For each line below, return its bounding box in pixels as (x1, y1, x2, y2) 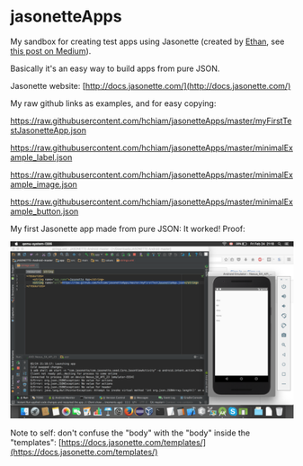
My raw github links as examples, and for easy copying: (10, 97, 217, 109)
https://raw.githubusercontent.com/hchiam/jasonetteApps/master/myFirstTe (10, 115, 292, 126)
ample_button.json (10, 205, 79, 217)
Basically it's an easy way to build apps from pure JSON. (10, 63, 220, 74)
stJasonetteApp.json (10, 124, 87, 136)
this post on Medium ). (10, 45, 92, 56)
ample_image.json (10, 178, 77, 190)
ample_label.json (10, 151, 73, 163)
